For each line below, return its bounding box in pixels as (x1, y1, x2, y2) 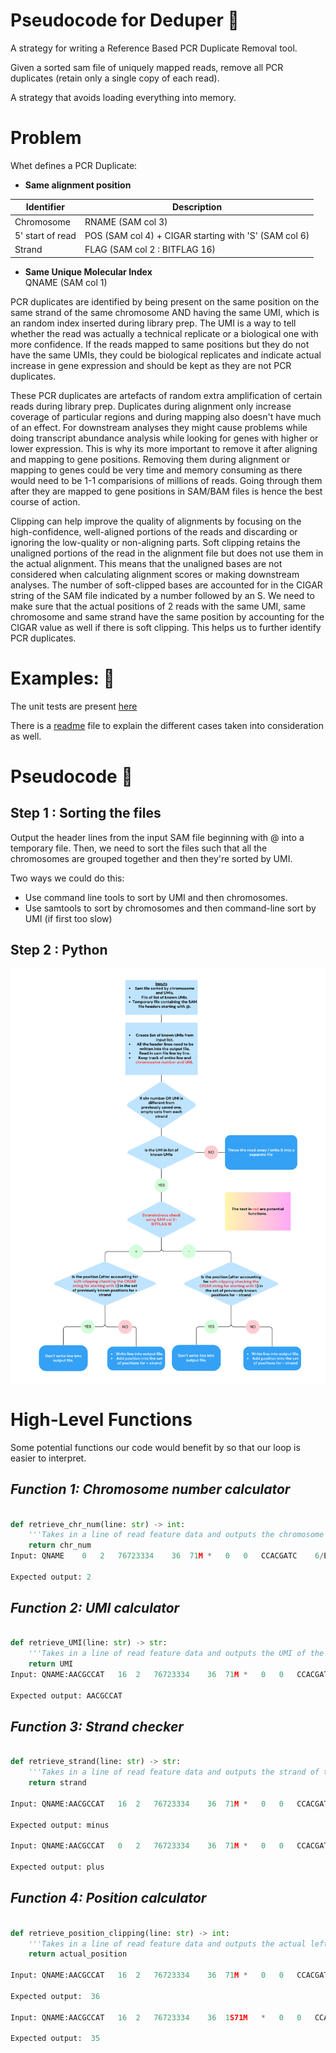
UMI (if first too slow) (24, 912, 113, 924)
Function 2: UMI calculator (10, 1600, 180, 1617)
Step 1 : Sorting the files (10, 805, 162, 822)
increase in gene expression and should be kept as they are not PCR (10, 359, 292, 371)
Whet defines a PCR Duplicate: (10, 159, 138, 171)
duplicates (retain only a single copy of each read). (10, 72, 220, 84)
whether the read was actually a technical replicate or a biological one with (10, 327, 319, 339)
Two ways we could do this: (10, 872, 125, 884)
